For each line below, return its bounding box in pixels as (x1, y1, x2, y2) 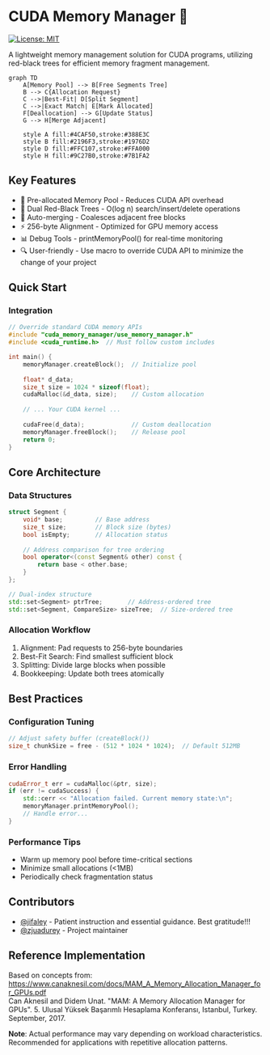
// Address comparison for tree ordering (23, 546, 164, 554)
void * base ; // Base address (23, 516, 150, 524)
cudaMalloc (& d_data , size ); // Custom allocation (23, 390, 205, 399)
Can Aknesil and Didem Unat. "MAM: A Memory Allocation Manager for (8, 996, 246, 1006)
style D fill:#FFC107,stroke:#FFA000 (23, 145, 150, 153)
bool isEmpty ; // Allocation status (23, 530, 168, 538)
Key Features (8, 174, 77, 188)
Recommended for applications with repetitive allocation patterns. (8, 1037, 228, 1047)
